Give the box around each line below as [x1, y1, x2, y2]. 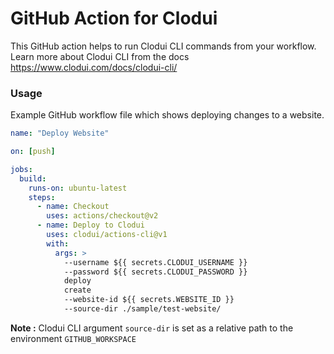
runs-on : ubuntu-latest [28, 183, 128, 193]
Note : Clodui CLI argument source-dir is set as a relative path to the [10, 322, 294, 334]
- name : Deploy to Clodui [36, 220, 145, 231]
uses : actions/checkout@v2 [46, 211, 159, 221]
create [63, 285, 92, 296]
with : [46, 238, 70, 249]
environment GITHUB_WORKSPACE [10, 332, 137, 344]
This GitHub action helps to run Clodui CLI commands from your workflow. [10, 40, 317, 52]
